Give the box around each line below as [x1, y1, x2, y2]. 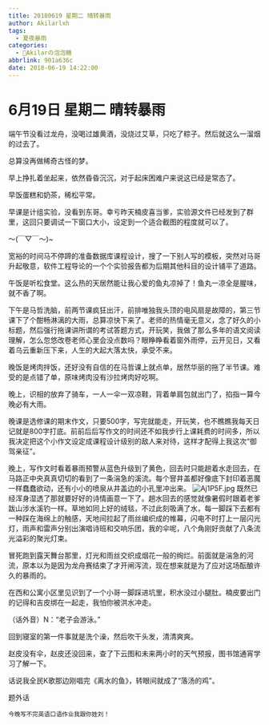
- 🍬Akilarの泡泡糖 [15, 49, 72, 57]
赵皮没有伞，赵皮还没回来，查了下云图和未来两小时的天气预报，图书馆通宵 [8, 648, 254, 658]
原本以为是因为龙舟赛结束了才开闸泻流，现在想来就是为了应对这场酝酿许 [22, 560, 261, 570]
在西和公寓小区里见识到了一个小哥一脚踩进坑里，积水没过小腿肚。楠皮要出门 [8, 587, 261, 597]
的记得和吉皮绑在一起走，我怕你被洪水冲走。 [8, 598, 156, 607]
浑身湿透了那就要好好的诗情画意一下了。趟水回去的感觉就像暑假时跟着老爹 [14, 493, 261, 503]
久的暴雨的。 [8, 570, 50, 580]
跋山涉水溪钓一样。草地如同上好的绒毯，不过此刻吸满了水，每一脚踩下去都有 [8, 503, 261, 513]
